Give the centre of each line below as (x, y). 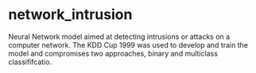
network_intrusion (70, 15)
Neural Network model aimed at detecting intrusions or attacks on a (119, 36)
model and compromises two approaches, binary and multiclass (113, 53)
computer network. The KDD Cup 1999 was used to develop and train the (128, 44)
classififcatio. (30, 62)
